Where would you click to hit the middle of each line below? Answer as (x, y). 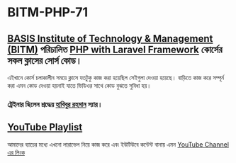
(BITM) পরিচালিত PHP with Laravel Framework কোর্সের (115, 49)
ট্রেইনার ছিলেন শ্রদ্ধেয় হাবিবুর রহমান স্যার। (55, 104)
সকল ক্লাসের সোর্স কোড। (45, 61)
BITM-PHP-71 (48, 12)
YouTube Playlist (45, 127)
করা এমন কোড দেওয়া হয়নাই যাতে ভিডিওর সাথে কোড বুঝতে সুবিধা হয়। (79, 85)
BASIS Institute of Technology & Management (110, 39)
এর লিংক (16, 152)
